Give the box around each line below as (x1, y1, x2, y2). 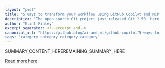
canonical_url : (5, 30, 36, 35)
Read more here (5, 58, 38, 64)
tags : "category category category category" (5, 35, 100, 40)
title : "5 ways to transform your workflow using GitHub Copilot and (5, 12, 151, 17)
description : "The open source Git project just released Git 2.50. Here (5, 16, 160, 21)
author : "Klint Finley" (5, 21, 54, 26)
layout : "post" (5, 7, 36, 12)
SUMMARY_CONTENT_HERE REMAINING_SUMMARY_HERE (5, 48, 125, 54)
